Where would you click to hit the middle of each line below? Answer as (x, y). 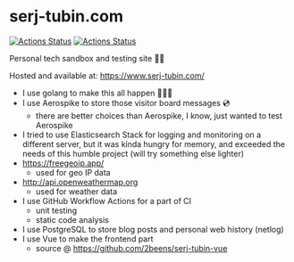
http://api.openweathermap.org (80, 182)
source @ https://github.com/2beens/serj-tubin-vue (131, 248)
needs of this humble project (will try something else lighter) (133, 153)
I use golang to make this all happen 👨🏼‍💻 (97, 93)
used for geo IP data (73, 172)
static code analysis (72, 219)
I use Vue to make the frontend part (88, 239)
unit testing (56, 210)
